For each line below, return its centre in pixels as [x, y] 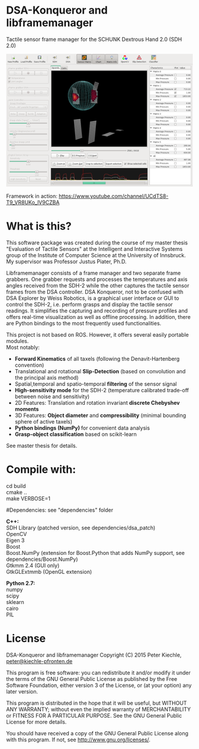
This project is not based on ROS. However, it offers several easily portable [97, 335]
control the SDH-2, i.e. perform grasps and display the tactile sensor [89, 305]
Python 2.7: [21, 583]
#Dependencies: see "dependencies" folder [60, 510]
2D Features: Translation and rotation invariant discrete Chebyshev [97, 403]
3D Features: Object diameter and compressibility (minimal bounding [100, 415]
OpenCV [17, 534]
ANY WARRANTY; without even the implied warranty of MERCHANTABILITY [99, 709]
